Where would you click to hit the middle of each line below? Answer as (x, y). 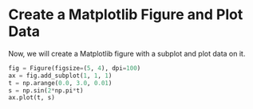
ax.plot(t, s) (32, 98)
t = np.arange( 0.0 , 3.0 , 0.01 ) (60, 83)
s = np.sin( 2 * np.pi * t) (46, 90)
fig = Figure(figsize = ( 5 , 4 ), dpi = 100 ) (75, 68)
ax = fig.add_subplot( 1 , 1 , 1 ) (60, 76)
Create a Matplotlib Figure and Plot (126, 15)
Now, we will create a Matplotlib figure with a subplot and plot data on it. (127, 53)
